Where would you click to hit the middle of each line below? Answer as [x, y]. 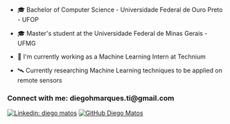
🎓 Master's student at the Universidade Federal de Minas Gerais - [112, 33]
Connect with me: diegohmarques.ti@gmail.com [91, 98]
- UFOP [28, 20]
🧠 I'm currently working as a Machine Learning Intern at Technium [111, 56]
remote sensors [39, 80]
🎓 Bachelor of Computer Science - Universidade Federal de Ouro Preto [120, 10]
